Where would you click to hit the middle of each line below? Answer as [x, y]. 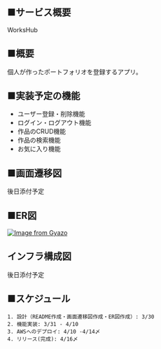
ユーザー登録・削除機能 [51, 114]
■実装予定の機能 [44, 96]
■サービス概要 [39, 13]
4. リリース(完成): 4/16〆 [43, 339]
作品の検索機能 [39, 140]
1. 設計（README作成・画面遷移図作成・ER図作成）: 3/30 [81, 317]
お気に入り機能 [39, 149]
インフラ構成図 [40, 256]
